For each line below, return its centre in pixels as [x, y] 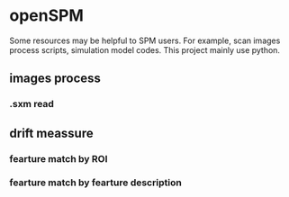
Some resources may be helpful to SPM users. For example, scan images [145, 40]
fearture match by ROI [59, 158]
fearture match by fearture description [95, 183]
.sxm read [32, 104]
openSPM [46, 16]
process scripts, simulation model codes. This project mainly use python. [145, 49]
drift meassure [51, 133]
